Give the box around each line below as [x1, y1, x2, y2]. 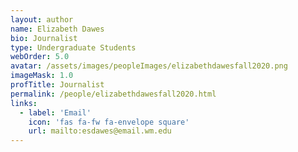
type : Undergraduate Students [10, 42, 137, 53]
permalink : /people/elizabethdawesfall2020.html [10, 89, 217, 99]
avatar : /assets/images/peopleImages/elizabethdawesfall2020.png [10, 61, 288, 71]
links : [10, 98, 38, 108]
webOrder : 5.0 [10, 52, 70, 62]
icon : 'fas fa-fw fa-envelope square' [28, 117, 190, 127]
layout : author [10, 14, 74, 25]
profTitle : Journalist [10, 80, 105, 90]
